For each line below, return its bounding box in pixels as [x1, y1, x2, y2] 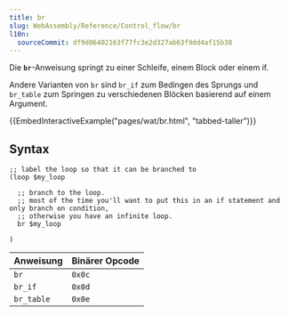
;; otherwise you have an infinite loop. [17, 212, 173, 221]
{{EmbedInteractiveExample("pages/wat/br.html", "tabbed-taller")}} [9, 116, 257, 126]
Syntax [9, 142, 50, 157]
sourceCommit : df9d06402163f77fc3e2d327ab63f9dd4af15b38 [17, 37, 233, 47]
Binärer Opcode [71, 255, 140, 267]
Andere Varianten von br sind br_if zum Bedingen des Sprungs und [9, 79, 259, 90]
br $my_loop [17, 220, 62, 229]
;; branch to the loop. [17, 189, 105, 198]
